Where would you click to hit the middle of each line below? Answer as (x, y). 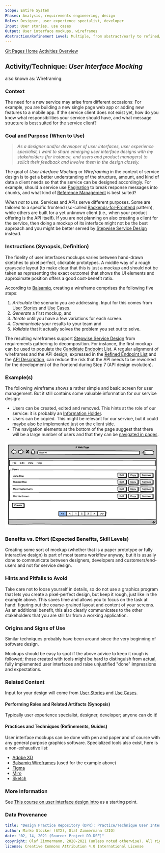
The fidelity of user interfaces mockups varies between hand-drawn (74, 257)
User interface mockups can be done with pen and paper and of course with (82, 737)
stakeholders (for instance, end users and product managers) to (82, 157)
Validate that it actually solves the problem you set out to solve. (76, 329)
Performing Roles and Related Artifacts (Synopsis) (58, 704)
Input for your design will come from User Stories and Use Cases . (71, 693)
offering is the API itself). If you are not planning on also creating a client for (82, 218)
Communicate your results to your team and (57, 324)
